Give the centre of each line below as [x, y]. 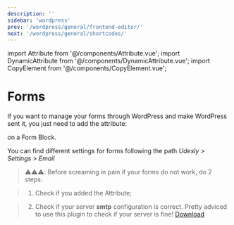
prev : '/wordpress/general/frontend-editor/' [75, 27]
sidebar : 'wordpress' [39, 20]
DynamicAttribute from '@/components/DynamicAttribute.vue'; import [109, 61]
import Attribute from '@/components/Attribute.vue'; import [94, 53]
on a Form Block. [32, 137]
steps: [33, 179]
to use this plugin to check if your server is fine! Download [119, 214]
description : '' [31, 14]
